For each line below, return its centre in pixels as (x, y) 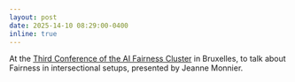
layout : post (33, 17)
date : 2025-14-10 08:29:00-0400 (69, 26)
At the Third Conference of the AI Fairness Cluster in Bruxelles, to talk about (147, 59)
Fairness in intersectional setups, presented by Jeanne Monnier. (126, 68)
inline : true (33, 34)
